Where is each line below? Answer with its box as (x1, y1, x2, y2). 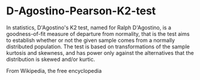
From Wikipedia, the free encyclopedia (6, 67, 102, 74)
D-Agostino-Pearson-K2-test (6, 4, 156, 18)
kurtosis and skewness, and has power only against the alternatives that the (6, 49, 194, 56)
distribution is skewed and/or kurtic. (6, 56, 95, 63)
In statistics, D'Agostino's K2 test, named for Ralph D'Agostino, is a (6, 24, 171, 31)
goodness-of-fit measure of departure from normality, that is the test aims (6, 30, 190, 37)
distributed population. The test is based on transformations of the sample (6, 43, 190, 50)
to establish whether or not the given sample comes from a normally (6, 36, 175, 44)
